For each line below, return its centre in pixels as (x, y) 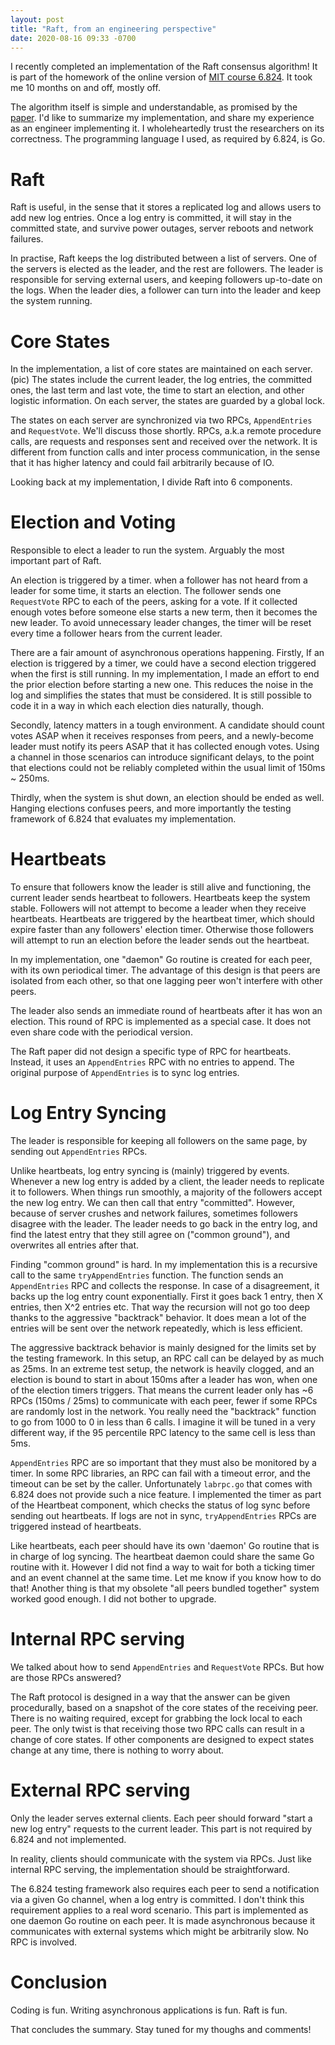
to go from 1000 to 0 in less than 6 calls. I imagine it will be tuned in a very (163, 1422)
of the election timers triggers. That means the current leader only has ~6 (162, 1390)
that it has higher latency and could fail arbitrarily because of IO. (142, 463)
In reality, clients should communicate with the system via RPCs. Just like (161, 1858)
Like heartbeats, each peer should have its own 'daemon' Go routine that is (165, 1546)
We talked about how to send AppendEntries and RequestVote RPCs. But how (167, 1667)
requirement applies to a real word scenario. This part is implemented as (159, 1910)
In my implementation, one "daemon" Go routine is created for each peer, (161, 960)
